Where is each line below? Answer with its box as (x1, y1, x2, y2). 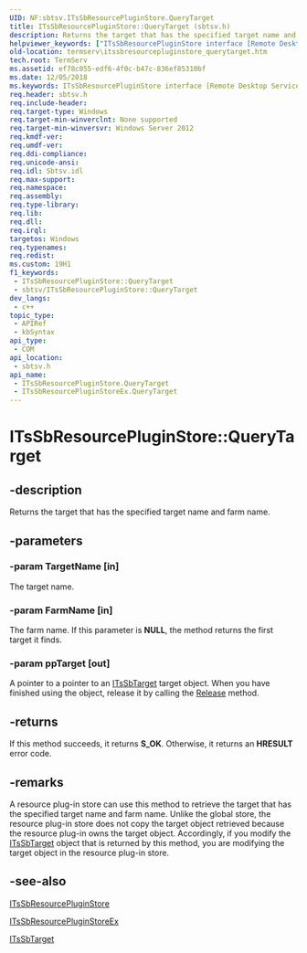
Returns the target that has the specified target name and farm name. (9, 506, 271, 517)
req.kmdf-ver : (9, 132, 64, 142)
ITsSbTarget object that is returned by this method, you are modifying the (9, 838, 285, 849)
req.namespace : (9, 184, 68, 193)
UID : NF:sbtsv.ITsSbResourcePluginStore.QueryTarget (9, 13, 215, 23)
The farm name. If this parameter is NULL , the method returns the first (9, 625, 274, 636)
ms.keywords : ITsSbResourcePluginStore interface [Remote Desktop (9, 81, 268, 90)
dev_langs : (9, 293, 51, 302)
